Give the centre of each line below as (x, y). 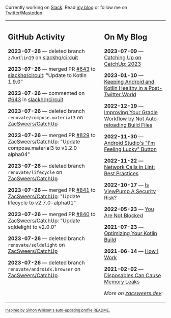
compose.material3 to (34, 148)
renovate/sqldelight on (36, 245)
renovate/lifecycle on (35, 172)
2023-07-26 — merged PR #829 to (52, 135)
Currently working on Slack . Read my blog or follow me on (66, 7)
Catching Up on (123, 57)
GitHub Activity (36, 37)
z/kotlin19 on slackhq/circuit (43, 57)
